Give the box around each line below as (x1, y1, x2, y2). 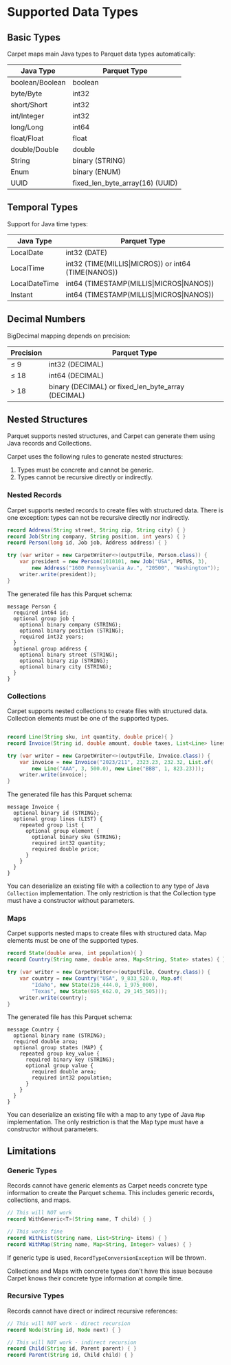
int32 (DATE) (65, 248, 108, 257)
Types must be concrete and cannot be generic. (16, 466, 154, 474)
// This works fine (7, 1228, 63, 1235)
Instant (10, 290, 33, 299)
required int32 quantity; (32, 840, 107, 847)
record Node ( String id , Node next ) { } (7, 1326, 122, 1333)
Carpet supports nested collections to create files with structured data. (7, 707, 208, 715)
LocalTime (10, 263, 45, 272)
